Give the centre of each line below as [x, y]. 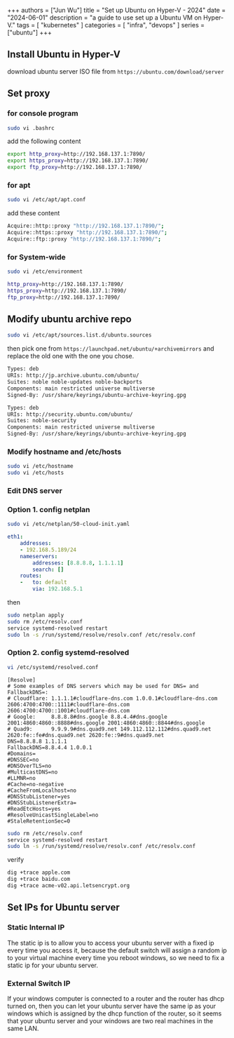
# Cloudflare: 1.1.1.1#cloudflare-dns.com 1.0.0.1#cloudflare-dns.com [112, 698]
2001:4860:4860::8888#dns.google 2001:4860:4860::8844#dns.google [106, 723]
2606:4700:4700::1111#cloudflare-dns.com [69, 704]
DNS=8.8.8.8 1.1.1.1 [37, 741]
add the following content [44, 141]
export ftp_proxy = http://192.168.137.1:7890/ [75, 168]
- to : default [44, 582]
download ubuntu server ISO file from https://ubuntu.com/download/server [116, 71]
